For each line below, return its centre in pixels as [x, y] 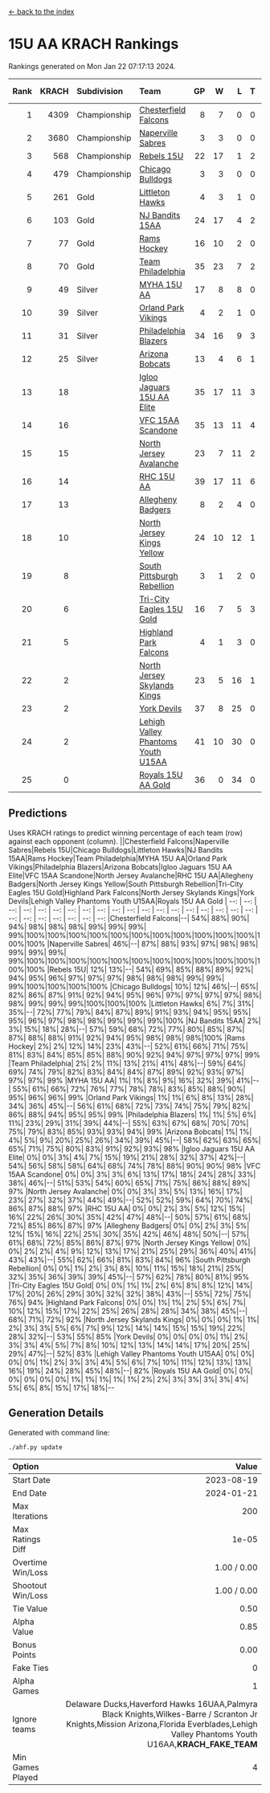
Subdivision [100, 91]
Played [25, 1777]
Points [24, 1655]
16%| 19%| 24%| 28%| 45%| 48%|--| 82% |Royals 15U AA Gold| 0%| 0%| [131, 1370]
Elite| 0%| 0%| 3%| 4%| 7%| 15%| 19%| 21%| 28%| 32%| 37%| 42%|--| [127, 1157]
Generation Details [56, 1413]
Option [26, 1466]
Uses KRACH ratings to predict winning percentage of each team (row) [126, 833]
